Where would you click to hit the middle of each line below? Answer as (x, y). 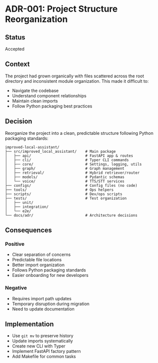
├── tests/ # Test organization (66, 198)
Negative (16, 288)
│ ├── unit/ (19, 202)
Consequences (29, 230)
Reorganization (36, 19)
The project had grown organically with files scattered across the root (75, 76)
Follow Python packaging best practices (52, 106)
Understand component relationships (49, 95)
